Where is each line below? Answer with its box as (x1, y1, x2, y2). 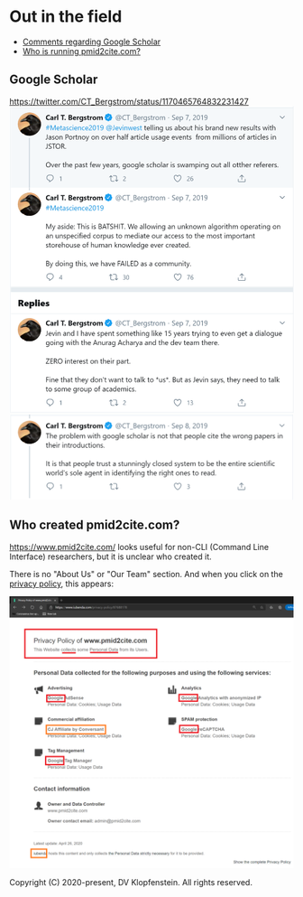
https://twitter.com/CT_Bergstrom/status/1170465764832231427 (9, 96, 250, 107)
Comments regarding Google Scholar (22, 36, 161, 47)
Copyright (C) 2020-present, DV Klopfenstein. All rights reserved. (9, 877, 252, 888)
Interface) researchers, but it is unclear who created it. (9, 551, 212, 562)
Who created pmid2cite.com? (9, 518, 180, 533)
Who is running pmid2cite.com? (22, 45, 142, 56)
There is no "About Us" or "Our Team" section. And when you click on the (9, 568, 284, 579)
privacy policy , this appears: (9, 578, 115, 589)
